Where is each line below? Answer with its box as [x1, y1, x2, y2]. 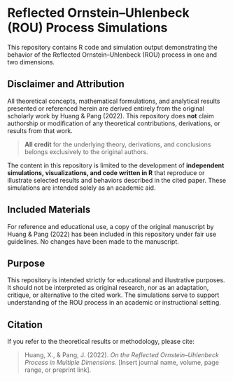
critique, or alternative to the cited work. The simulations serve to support [7, 291, 220, 299]
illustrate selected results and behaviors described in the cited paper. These [7, 176, 227, 184]
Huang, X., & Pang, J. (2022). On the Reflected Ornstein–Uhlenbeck [24, 351, 219, 359]
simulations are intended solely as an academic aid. [7, 183, 156, 192]
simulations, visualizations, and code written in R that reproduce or [7, 168, 205, 176]
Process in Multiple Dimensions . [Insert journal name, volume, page [24, 359, 219, 367]
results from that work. [7, 126, 73, 134]
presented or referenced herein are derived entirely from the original [7, 104, 204, 113]
